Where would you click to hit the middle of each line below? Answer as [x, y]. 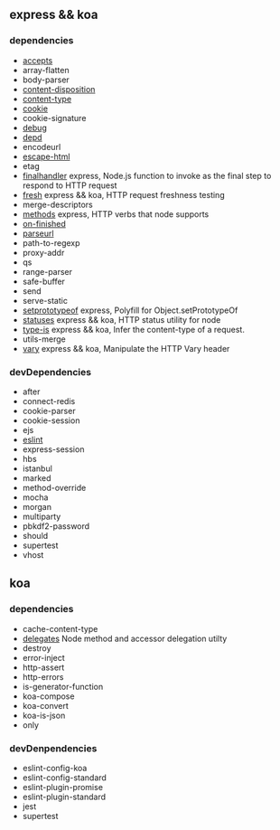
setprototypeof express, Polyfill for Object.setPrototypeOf [130, 310]
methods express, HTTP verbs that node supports [116, 214]
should [35, 535]
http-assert [43, 667]
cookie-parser [49, 410]
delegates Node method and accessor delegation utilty [125, 638]
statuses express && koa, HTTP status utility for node [121, 319]
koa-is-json [44, 715]
